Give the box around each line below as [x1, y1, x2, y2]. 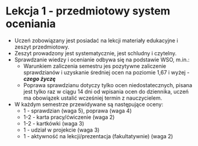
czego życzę [23, 75, 56, 82]
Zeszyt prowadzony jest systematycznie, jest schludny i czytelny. [14, 49, 177, 56]
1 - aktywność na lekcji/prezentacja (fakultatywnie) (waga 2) [23, 132, 173, 139]
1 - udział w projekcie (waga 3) [23, 126, 100, 133]
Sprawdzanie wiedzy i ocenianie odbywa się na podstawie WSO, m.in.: [14, 56, 190, 63]
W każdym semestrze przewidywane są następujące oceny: [14, 100, 164, 108]
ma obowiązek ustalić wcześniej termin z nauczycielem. [23, 94, 162, 102]
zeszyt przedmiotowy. [14, 43, 70, 50]
